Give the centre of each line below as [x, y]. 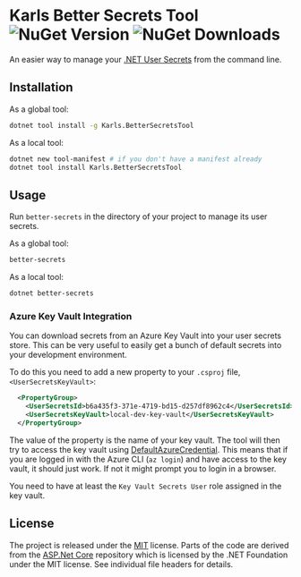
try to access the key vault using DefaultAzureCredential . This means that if [149, 449]
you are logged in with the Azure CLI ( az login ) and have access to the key [148, 459]
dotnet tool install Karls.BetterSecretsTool [95, 167]
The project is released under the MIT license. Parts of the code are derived [149, 545]
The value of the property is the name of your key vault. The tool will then [145, 440]
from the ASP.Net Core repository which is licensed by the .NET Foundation [149, 555]
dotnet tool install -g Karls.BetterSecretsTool [102, 125]
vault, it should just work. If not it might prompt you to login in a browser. [143, 468]
